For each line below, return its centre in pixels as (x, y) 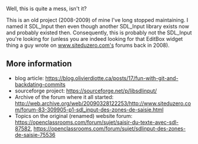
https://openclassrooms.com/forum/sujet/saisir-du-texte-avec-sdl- (97, 122)
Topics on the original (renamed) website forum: (74, 116)
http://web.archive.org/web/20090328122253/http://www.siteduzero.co (103, 103)
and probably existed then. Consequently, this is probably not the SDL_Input (99, 33)
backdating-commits (40, 84)
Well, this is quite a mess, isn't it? (47, 9)
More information (39, 64)
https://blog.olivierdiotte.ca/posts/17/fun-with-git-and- (112, 78)
